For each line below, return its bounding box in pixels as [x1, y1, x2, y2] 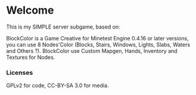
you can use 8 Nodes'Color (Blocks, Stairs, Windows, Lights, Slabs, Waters [6, 41, 191, 48]
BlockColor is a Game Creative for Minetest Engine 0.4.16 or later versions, [6, 34, 189, 42]
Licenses [6, 68, 33, 77]
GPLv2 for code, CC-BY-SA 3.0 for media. [6, 82, 109, 89]
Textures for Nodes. [6, 53, 55, 61]
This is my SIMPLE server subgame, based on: [6, 23, 120, 30]
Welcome [6, 4, 54, 17]
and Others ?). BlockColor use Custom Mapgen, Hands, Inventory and [6, 47, 178, 54]
